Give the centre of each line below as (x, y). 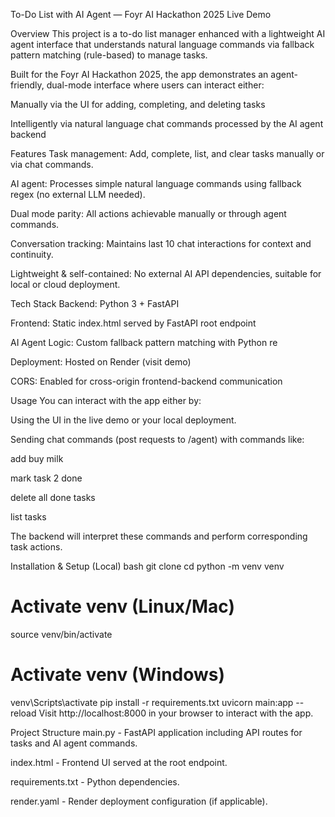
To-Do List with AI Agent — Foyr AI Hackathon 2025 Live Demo (141, 14)
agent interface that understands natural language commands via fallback (162, 44)
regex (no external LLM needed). (78, 194)
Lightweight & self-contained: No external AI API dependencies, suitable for (166, 273)
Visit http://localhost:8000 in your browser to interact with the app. (176, 713)
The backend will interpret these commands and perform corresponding (159, 536)
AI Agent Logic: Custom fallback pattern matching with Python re (144, 342)
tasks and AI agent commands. (74, 743)
